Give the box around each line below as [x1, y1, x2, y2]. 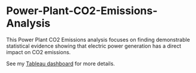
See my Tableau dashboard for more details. [6, 60, 115, 67]
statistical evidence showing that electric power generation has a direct [6, 42, 182, 49]
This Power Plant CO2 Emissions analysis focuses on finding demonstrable [6, 36, 191, 43]
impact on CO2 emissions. [6, 48, 71, 55]
